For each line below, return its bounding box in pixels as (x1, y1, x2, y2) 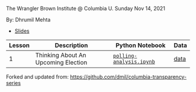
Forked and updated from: (6, 73, 69, 80)
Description (54, 41, 89, 49)
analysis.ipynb (113, 58, 156, 65)
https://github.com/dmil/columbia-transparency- (69, 73, 187, 80)
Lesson (9, 41, 30, 49)
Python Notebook (116, 41, 166, 49)
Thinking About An (35, 51, 86, 59)
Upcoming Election (35, 58, 87, 66)
